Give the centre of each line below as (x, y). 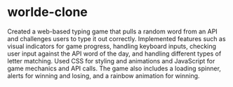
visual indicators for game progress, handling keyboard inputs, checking (112, 46)
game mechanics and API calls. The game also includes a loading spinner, (114, 68)
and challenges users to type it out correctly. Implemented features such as (116, 38)
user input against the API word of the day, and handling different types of (114, 54)
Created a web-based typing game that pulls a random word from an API (112, 31)
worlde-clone (47, 12)
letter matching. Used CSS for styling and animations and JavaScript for (111, 61)
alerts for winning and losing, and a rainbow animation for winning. (104, 76)
